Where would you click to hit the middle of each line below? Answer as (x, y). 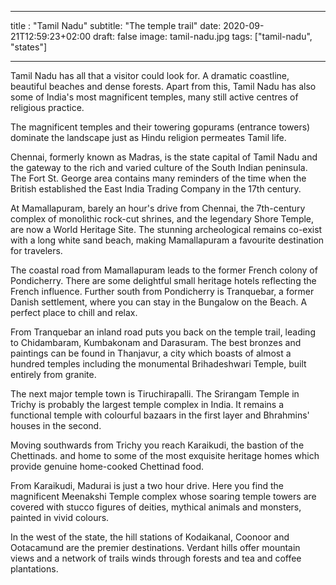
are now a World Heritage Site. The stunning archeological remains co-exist (166, 229)
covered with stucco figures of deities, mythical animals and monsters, (156, 507)
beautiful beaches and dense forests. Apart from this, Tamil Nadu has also (163, 86)
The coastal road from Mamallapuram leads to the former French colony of (164, 270)
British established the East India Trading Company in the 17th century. (156, 189)
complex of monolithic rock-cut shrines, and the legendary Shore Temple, (162, 219)
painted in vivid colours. (60, 517)
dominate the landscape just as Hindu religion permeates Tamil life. (148, 137)
